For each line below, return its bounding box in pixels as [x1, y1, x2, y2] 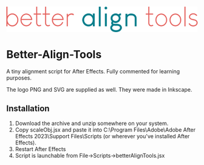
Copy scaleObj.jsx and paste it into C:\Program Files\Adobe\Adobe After [15, 126, 196, 133]
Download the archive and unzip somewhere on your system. [15, 120, 169, 127]
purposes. [6, 74, 32, 81]
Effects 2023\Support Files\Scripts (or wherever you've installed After [15, 132, 190, 140]
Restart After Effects [15, 145, 66, 152]
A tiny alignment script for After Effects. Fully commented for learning [6, 67, 180, 75]
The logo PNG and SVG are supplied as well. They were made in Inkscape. [6, 86, 192, 93]
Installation [6, 104, 50, 114]
